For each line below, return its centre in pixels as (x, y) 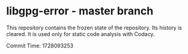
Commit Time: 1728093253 (40, 46)
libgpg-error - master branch (80, 11)
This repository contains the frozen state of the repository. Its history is (94, 28)
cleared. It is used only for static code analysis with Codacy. (80, 34)
